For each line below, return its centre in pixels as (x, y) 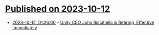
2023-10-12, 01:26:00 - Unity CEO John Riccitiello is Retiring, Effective (83, 22)
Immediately (25, 27)
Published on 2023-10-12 (57, 9)
